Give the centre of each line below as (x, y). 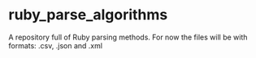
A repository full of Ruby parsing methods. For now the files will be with (128, 37)
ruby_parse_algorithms (88, 15)
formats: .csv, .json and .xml (56, 45)
